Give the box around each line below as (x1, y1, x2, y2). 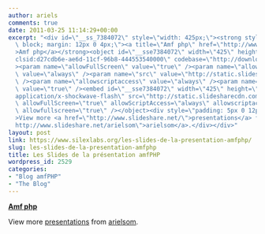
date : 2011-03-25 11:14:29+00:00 (8, 26, 118, 34)
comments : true (8, 19, 58, 27)
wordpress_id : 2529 (8, 158, 73, 166)
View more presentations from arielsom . (8, 217, 139, 226)
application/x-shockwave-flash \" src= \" (15, 92, 150, 100)
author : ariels (8, 11, 58, 20)
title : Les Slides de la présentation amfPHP (8, 150, 160, 158)
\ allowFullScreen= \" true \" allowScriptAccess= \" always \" (15, 99, 211, 107)
